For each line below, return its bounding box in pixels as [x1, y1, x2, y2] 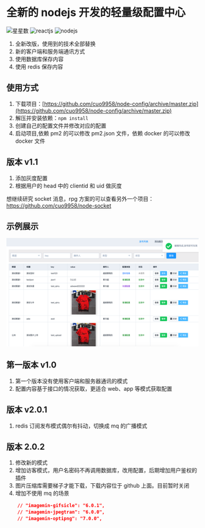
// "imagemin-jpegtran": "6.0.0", [17, 509, 105, 515]
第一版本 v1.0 [6, 360, 57, 371]
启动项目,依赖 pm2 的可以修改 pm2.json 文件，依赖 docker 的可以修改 [15, 129, 190, 137]
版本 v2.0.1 [6, 405, 48, 415]
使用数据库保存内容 [15, 55, 64, 62]
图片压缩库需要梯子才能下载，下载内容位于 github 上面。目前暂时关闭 [15, 482, 190, 489]
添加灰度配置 [15, 174, 48, 181]
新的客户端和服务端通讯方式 [15, 47, 85, 55]
